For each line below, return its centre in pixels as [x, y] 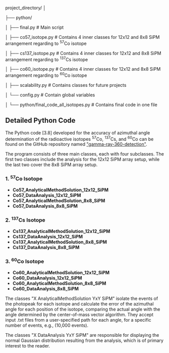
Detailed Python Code [40, 120]
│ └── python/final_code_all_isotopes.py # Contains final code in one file [81, 105]
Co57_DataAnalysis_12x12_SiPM [47, 195]
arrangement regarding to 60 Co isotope [46, 75]
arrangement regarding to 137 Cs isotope [47, 59]
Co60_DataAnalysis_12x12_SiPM [47, 278]
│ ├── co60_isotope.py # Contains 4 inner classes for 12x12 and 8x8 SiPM [83, 69]
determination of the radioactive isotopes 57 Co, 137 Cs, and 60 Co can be [79, 138]
